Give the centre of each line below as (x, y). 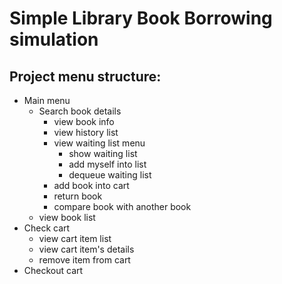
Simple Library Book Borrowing (141, 18)
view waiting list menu (99, 143)
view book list (67, 217)
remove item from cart (84, 260)
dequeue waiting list (110, 175)
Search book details (80, 111)
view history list (86, 132)
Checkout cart (53, 270)
